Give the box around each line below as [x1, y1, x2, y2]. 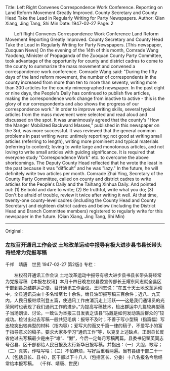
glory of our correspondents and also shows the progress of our [5, 101, 139, 107]
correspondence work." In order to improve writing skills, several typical [5, 106, 155, 112]
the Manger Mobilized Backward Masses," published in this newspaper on [5, 122, 160, 128]
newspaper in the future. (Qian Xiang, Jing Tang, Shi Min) [5, 214, 125, 219]
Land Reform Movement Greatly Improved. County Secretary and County [5, 10, 158, 16]
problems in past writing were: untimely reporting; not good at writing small [5, 133, 162, 139]
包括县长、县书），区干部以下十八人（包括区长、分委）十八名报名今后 [14, 354, 158, 360]
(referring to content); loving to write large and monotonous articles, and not [5, 144, 164, 149]
